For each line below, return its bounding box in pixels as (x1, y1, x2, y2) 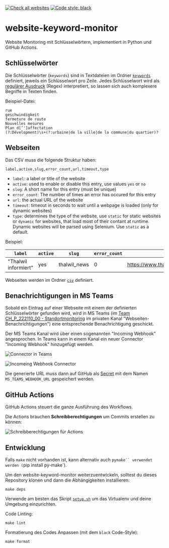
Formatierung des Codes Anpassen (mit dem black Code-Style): (5, 529, 138, 535)
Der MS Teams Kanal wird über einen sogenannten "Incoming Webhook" (5, 331, 156, 337)
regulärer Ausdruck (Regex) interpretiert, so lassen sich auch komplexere (5, 83, 157, 89)
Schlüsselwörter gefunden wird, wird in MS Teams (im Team (5, 310, 130, 317)
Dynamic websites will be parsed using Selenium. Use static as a (12, 223, 149, 229)
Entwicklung (5, 443, 46, 452)
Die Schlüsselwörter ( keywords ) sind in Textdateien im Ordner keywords (5, 72, 151, 78)
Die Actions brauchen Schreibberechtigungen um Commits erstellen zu (5, 414, 155, 420)
